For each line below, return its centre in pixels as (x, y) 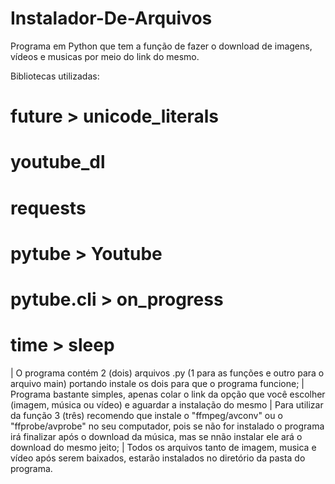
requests (48, 208)
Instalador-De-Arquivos (111, 18)
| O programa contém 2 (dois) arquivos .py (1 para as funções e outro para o (167, 373)
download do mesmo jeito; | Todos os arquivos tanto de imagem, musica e (163, 447)
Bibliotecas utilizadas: (55, 76)
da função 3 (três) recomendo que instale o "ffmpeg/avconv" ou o (146, 415)
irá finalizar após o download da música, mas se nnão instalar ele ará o (156, 436)
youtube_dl (58, 162)
